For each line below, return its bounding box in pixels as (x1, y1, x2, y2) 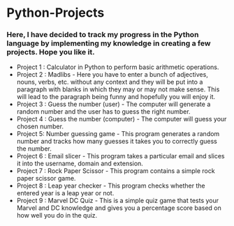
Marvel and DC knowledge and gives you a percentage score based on (16, 204, 221, 212)
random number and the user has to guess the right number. (16, 107, 191, 116)
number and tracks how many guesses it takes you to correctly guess (16, 137, 218, 146)
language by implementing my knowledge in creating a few (6, 38, 211, 48)
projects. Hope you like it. (6, 47, 95, 57)
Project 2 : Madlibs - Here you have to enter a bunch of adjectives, (16, 70, 209, 79)
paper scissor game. (16, 174, 76, 183)
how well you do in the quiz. (16, 211, 98, 220)
